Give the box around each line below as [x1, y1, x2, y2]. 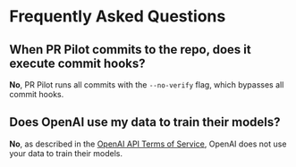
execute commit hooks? [9, 55, 146, 71]
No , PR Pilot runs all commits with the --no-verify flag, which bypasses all [9, 79, 284, 90]
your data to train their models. [9, 147, 123, 158]
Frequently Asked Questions [9, 6, 226, 27]
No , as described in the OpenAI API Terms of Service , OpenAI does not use [9, 138, 287, 149]
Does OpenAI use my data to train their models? [9, 114, 281, 130]
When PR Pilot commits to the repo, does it [9, 42, 252, 57]
